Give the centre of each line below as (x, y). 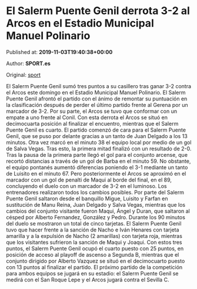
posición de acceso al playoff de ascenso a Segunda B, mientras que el (93, 254)
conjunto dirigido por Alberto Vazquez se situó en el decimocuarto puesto (96, 261)
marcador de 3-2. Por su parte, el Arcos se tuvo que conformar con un (92, 111)
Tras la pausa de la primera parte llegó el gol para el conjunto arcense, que (97, 154)
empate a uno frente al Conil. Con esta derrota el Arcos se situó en (87, 117)
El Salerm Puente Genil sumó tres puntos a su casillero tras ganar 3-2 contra (99, 86)
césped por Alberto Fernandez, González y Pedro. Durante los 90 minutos (96, 217)
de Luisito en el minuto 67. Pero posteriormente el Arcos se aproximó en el (96, 173)
